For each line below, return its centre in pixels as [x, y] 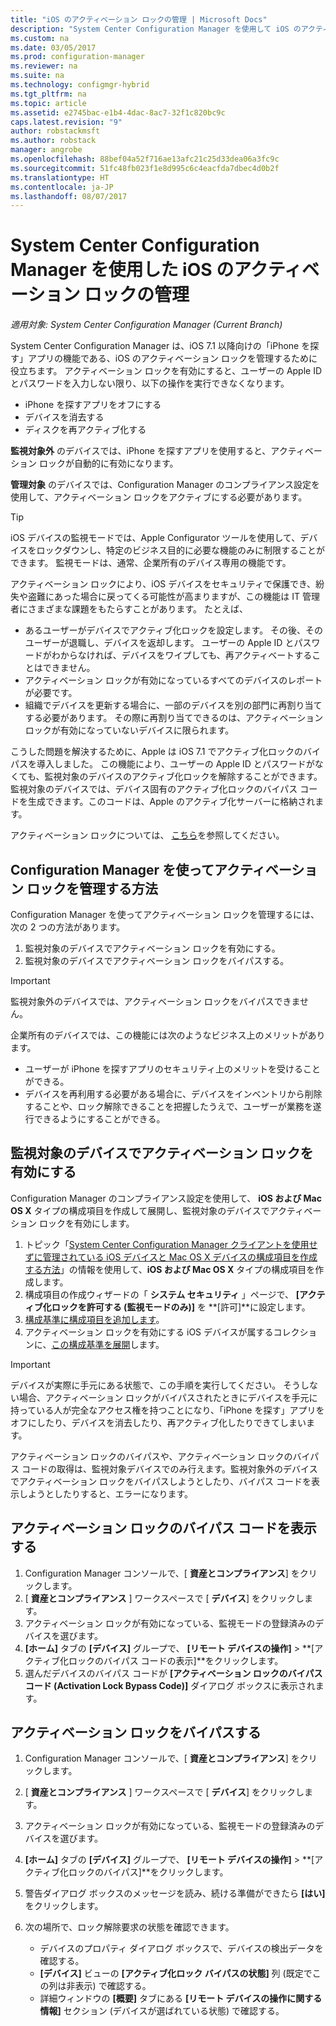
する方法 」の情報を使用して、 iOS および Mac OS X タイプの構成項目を [170, 1269]
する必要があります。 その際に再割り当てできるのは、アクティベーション [174, 718]
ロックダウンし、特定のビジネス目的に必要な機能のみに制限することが [181, 550]
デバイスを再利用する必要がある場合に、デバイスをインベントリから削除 [173, 1094]
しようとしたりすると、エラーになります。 [106, 1493]
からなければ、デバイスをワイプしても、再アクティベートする [186, 655]
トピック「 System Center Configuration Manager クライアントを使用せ [171, 1244]
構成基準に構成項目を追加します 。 [94, 1319]
